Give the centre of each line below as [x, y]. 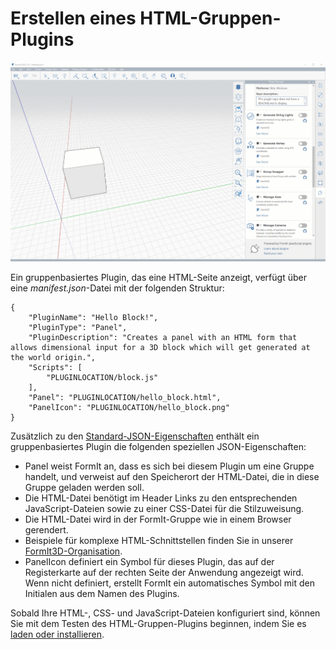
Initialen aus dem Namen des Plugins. [102, 594]
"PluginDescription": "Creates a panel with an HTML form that [163, 338]
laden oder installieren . [57, 634]
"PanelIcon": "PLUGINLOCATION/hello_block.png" [129, 408]
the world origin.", [53, 358]
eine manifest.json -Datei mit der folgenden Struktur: [117, 288]
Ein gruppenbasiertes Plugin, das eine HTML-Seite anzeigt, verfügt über [158, 278]
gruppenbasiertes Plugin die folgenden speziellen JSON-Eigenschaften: [158, 447]
